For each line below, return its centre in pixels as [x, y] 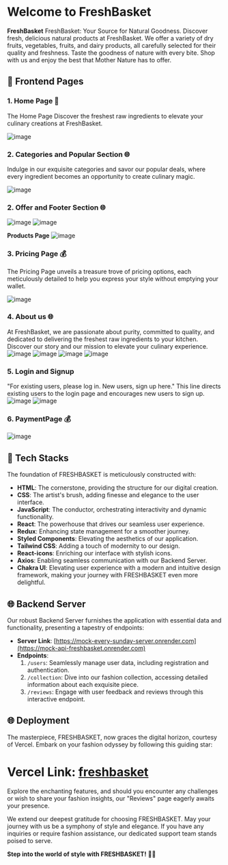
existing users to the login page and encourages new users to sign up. [106, 394]
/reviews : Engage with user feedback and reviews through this [115, 692]
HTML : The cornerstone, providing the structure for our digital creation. [117, 488]
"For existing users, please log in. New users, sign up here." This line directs [114, 386]
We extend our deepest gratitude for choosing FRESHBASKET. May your [109, 818]
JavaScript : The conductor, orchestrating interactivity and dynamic [112, 510]
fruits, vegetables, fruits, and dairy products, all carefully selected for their [112, 45]
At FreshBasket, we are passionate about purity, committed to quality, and [111, 331]
